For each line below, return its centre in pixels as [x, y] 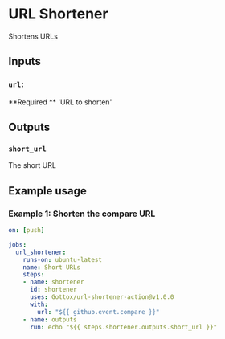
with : [39, 304]
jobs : [17, 245]
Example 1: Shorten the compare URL [82, 214]
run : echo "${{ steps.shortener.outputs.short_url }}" [123, 327]
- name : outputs [50, 319]
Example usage [47, 191]
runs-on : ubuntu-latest [63, 259]
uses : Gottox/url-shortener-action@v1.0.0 [102, 297]
